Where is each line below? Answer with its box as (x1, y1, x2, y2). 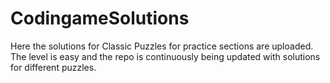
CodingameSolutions (10, 7, 190, 30)
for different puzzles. (10, 61, 97, 73)
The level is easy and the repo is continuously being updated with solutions (10, 50, 321, 62)
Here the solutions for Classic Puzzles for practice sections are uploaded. (10, 40, 314, 52)
